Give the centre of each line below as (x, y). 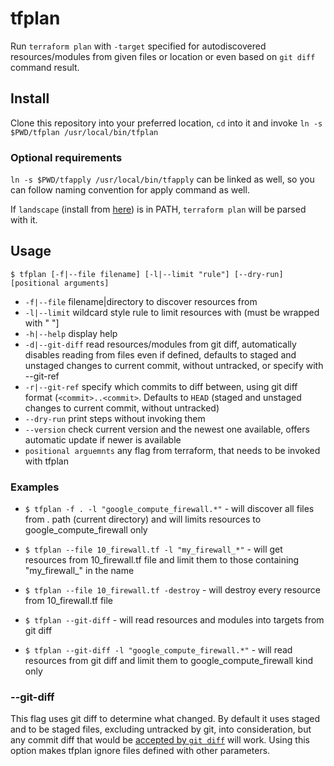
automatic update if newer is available (103, 439)
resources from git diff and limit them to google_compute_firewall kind (169, 661)
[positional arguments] (60, 283)
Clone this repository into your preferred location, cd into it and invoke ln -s (166, 123)
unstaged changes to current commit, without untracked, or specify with (174, 365)
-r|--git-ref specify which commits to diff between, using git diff (161, 386)
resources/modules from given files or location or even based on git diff (163, 56)
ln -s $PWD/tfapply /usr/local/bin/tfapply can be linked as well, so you (162, 179)
